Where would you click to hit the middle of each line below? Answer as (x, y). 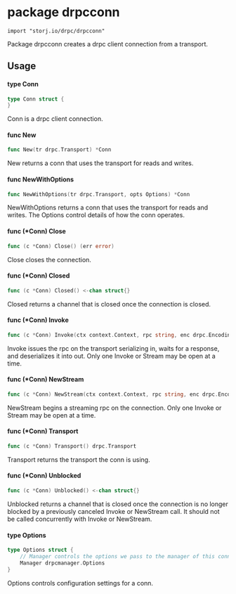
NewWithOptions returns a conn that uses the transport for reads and (108, 207)
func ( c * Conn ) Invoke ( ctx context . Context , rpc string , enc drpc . (108, 335)
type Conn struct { (36, 99)
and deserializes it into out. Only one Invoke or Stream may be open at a (111, 356)
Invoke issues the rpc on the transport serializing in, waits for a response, (113, 348)
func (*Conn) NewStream (46, 380)
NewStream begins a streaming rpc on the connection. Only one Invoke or (114, 408)
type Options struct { (40, 550)
